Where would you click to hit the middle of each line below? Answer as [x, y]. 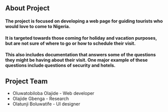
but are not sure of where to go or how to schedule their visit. [71, 43]
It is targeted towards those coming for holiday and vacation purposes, [81, 38]
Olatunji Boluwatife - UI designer [46, 104]
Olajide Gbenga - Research [41, 98]
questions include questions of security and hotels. [61, 65]
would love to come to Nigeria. [38, 26]
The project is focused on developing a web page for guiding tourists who [84, 21]
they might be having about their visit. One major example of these [76, 60]
